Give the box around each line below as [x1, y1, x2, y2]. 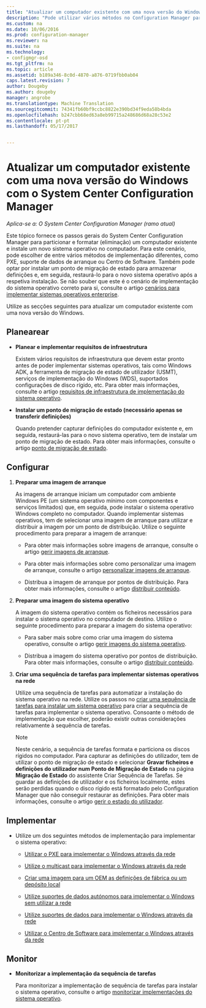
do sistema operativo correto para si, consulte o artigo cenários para [6, 284, 180, 292]
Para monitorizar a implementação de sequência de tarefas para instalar [15, 982, 198, 990]
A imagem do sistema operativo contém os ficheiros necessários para [15, 608, 192, 616]
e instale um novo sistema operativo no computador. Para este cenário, [6, 245, 186, 253]
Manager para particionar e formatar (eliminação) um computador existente [6, 238, 197, 246]
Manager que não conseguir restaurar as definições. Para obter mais [15, 791, 189, 798]
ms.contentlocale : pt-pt [6, 117, 70, 124]
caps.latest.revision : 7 [6, 77, 70, 84]
